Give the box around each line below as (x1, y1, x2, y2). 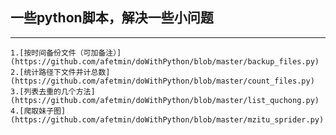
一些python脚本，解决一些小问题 (10, 9, 214, 27)
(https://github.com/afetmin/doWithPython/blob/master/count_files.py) (10, 76, 315, 86)
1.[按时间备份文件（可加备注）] (10, 48, 122, 58)
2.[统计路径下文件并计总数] (10, 67, 111, 77)
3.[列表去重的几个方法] (10, 86, 96, 97)
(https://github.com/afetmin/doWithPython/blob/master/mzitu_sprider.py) (10, 114, 325, 125)
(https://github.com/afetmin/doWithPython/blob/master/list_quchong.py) (10, 95, 320, 105)
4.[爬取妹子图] (10, 106, 67, 116)
